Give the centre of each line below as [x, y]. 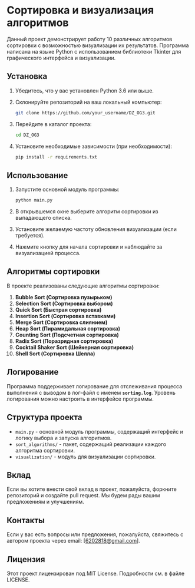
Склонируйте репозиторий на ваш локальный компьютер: [88, 102]
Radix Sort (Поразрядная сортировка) [64, 341]
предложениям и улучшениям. [45, 502]
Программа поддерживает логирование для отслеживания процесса [95, 386]
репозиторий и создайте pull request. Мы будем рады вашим [84, 495]
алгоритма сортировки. [45, 450]
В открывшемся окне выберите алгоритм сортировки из [87, 212]
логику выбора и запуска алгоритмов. [63, 438]
